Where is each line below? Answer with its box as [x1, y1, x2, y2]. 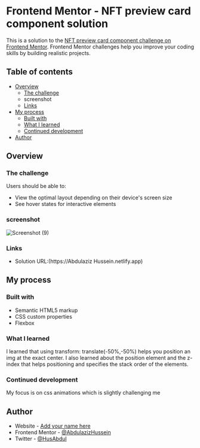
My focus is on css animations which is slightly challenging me [6, 389, 161, 396]
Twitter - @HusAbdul [14, 435, 67, 443]
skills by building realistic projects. [6, 49, 91, 56]
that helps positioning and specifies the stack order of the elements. [20, 361, 189, 368]
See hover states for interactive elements [14, 201, 116, 208]
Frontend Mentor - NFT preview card [6, 4, 191, 18]
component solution [6, 17, 109, 31]
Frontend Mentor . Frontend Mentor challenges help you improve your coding [6, 43, 195, 50]
